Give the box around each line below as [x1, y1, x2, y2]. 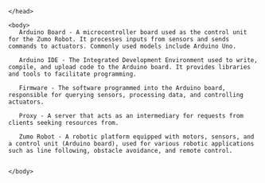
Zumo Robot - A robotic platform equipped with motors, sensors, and [18, 133, 255, 141]
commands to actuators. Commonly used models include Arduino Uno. [8, 42, 237, 50]
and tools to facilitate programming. [8, 70, 137, 78]
